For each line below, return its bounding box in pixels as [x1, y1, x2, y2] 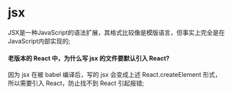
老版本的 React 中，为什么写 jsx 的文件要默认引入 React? [8, 54, 170, 62]
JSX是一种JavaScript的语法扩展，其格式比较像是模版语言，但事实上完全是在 [8, 28, 225, 36]
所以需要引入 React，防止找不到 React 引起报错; [8, 79, 144, 87]
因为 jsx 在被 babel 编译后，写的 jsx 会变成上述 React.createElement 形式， [8, 71, 222, 79]
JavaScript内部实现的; [8, 36, 71, 45]
